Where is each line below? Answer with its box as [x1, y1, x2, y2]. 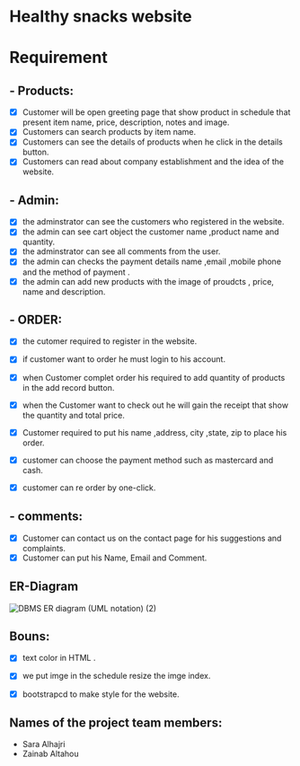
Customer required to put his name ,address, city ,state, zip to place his [22, 427, 287, 437]
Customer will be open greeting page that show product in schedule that [22, 107, 291, 118]
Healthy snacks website [9, 6, 192, 27]
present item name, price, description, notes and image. [22, 117, 230, 128]
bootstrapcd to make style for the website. [22, 689, 180, 700]
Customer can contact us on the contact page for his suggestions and [22, 533, 282, 543]
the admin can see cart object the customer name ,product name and [22, 226, 280, 237]
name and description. [22, 286, 106, 297]
